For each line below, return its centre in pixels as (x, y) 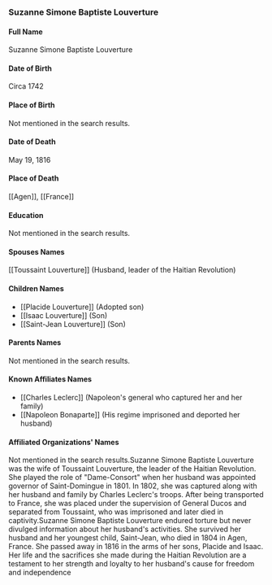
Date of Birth (30, 68)
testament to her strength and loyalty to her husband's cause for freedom (132, 564)
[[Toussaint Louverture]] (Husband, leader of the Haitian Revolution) (122, 270)
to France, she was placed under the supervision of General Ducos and (127, 504)
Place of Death (34, 178)
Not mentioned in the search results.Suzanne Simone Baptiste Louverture (131, 460)
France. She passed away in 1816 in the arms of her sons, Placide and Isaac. (136, 547)
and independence (40, 573)
